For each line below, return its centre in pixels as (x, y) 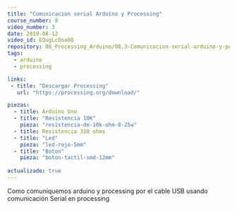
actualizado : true (34, 171)
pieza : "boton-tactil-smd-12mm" (67, 158)
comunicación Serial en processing (59, 198)
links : (17, 79)
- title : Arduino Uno (45, 112)
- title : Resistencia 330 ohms (60, 132)
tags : (15, 54)
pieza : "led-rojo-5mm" (53, 145)
